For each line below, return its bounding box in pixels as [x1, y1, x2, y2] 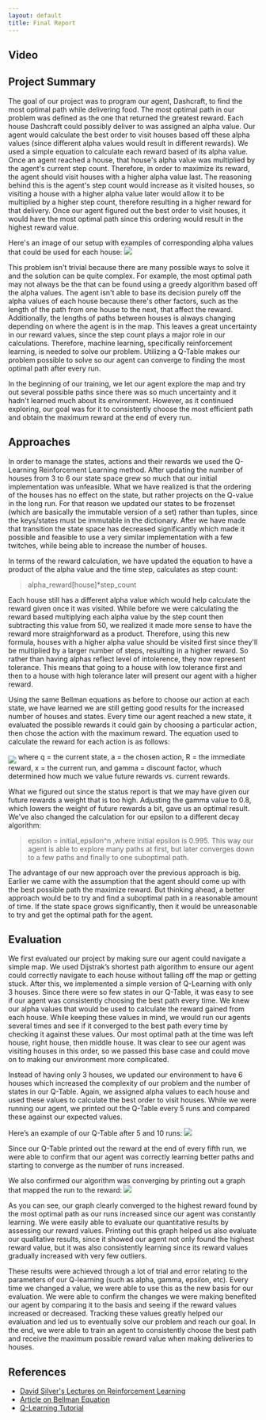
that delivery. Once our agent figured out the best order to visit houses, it [8, 205, 247, 215]
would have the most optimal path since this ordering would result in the [8, 214, 244, 223]
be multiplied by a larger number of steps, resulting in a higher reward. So [8, 645, 249, 655]
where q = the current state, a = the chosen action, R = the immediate [17, 752, 245, 761]
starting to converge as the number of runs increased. [8, 1161, 184, 1171]
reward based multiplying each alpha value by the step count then [8, 611, 224, 622]
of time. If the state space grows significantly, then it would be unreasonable [8, 901, 258, 911]
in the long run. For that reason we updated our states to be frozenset [8, 498, 236, 508]
